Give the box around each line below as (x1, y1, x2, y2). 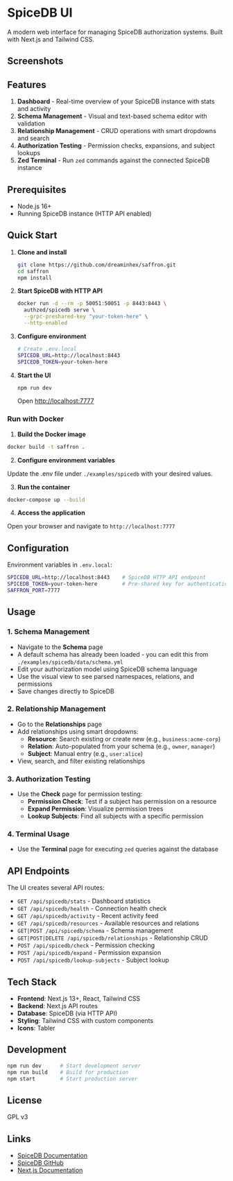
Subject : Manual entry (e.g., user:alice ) (27, 749, 144, 757)
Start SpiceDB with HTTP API (17, 286, 103, 295)
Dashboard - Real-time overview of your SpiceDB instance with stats (17, 97, 215, 105)
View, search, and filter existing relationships (17, 757, 146, 765)
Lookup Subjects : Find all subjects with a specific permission (27, 812, 204, 820)
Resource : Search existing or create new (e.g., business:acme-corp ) (27, 734, 221, 743)
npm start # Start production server (7, 1075, 138, 1083)
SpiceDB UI (7, 5, 73, 21)
